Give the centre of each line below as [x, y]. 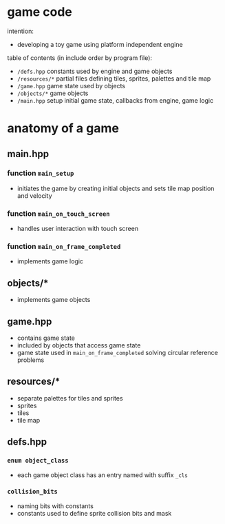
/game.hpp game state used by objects [71, 85]
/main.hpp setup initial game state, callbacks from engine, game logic [115, 100]
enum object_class [38, 461]
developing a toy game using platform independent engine [100, 44]
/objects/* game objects [53, 93]
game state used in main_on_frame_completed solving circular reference [117, 353]
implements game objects [54, 300]
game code [40, 12]
